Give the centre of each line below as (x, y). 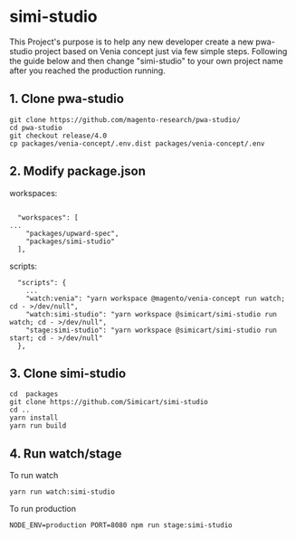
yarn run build (38, 426)
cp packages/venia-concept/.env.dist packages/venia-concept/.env (137, 143)
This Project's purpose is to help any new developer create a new (132, 42)
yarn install (34, 418)
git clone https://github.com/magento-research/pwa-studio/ (125, 119)
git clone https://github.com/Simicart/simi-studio (109, 402)
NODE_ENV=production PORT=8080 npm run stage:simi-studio (121, 525)
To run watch (34, 476)
